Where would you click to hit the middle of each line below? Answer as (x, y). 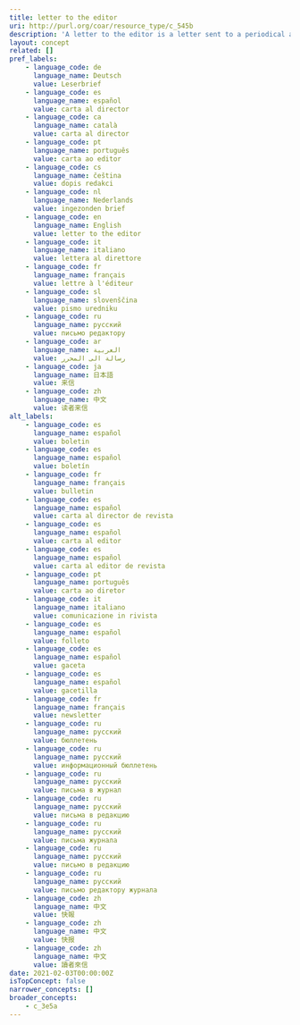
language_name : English (77, 225)
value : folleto (61, 641)
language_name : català (75, 126)
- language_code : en (63, 217)
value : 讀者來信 (60, 965)
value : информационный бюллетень (95, 765)
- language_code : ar (63, 341)
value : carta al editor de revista (99, 566)
